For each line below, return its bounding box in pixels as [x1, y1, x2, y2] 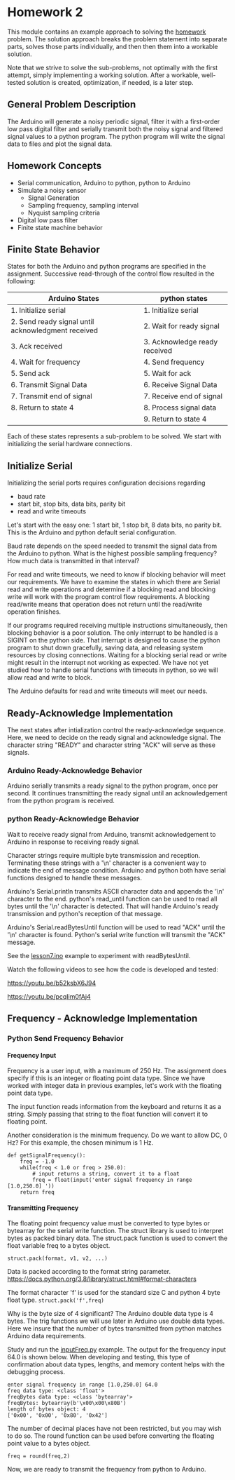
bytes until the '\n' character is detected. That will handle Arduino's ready [7, 902, 219, 910]
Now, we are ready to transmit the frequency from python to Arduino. [7, 1465, 206, 1474]
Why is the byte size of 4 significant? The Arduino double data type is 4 [7, 1310, 214, 1318]
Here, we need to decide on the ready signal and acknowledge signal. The [7, 734, 222, 741]
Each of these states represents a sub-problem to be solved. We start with [7, 432, 222, 440]
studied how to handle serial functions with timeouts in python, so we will [7, 666, 218, 674]
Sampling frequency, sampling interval [27, 201, 138, 209]
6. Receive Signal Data [143, 380, 218, 390]
